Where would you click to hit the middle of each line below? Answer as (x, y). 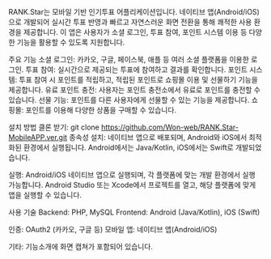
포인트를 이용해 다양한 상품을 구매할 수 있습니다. (101, 110)
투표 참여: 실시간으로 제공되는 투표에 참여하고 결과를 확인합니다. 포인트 (137, 70)
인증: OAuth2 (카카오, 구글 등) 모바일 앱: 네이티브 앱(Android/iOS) (113, 229)
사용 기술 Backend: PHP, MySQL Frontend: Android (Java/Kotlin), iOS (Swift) (134, 212)
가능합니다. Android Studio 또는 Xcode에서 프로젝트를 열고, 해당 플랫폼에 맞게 (132, 185)
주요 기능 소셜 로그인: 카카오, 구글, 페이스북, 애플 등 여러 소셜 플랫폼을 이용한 (129, 59)
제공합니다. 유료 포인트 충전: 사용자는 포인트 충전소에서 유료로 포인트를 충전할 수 (135, 90)
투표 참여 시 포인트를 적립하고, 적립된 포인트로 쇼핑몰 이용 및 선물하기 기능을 (139, 80)
